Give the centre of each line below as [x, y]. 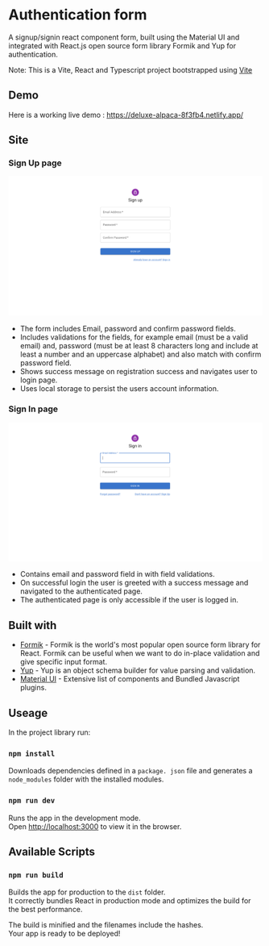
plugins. [33, 688]
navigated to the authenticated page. [81, 591]
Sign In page [33, 409]
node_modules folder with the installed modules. [86, 779]
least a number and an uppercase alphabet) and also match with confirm [141, 354]
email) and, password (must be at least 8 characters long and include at [139, 345]
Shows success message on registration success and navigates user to [139, 371]
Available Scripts [52, 852]
